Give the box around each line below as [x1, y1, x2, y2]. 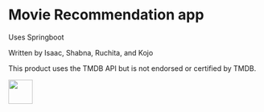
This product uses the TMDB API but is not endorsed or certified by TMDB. [8, 63, 257, 73]
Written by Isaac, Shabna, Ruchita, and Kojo [8, 48, 154, 57]
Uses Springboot [8, 32, 64, 42]
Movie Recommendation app [8, 6, 204, 24]
